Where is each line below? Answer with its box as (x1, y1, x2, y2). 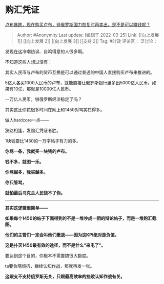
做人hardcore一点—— (5, 117, 49, 123)
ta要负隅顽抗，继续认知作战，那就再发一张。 (5, 263, 95, 269)
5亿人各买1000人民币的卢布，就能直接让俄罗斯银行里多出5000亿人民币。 (5, 79, 152, 86)
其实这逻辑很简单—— (5, 205, 48, 211)
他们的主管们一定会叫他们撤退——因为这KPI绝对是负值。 (5, 232, 120, 237)
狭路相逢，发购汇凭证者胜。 (5, 127, 61, 133)
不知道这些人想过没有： (5, 59, 52, 65)
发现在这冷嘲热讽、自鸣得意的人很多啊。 (5, 48, 86, 54)
